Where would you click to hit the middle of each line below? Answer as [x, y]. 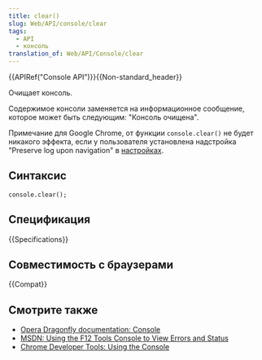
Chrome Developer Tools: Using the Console [95, 347]
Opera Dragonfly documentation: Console [90, 330]
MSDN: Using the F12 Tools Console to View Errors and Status [124, 338]
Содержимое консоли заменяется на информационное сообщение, [127, 108]
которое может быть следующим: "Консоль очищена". [104, 117]
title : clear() [34, 16]
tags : [17, 31]
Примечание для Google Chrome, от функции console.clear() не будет [131, 133]
